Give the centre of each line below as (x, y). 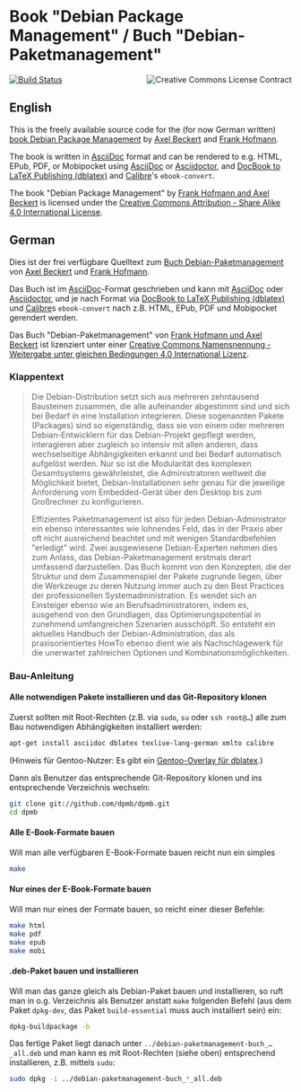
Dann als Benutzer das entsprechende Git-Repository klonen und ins (136, 778)
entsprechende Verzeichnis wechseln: (80, 787)
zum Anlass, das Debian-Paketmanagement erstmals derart (141, 557)
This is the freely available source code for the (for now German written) (142, 129)
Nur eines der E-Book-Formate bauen (80, 889)
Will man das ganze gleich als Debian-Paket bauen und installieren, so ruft (146, 991)
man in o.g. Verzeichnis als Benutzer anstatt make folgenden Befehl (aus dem (150, 1000)
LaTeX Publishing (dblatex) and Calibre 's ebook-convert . (112, 175)
